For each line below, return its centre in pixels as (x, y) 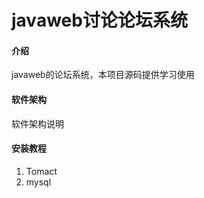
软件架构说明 (37, 123)
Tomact (41, 171)
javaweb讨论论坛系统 (99, 20)
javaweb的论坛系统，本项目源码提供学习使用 (103, 75)
